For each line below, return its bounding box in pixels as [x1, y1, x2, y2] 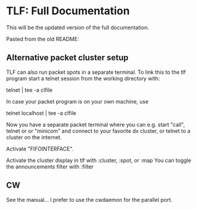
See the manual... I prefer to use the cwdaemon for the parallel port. [6, 196, 173, 203]
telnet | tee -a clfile [6, 86, 53, 93]
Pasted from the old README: [6, 35, 79, 42]
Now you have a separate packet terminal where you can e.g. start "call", [6, 121, 185, 128]
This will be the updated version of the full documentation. [6, 24, 149, 31]
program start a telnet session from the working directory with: [6, 74, 160, 82]
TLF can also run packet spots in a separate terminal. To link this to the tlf [6, 68, 186, 76]
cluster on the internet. [6, 133, 62, 141]
